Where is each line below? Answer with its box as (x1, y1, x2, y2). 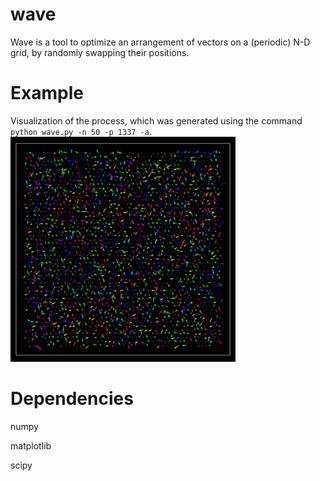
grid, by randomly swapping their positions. (10, 46, 190, 58)
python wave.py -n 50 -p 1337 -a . (10, 125, 152, 137)
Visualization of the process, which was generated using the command (10, 114, 303, 127)
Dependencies (10, 388, 134, 410)
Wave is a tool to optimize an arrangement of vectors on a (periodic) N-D (10, 36, 311, 48)
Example (10, 82, 84, 105)
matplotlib (10, 439, 52, 452)
